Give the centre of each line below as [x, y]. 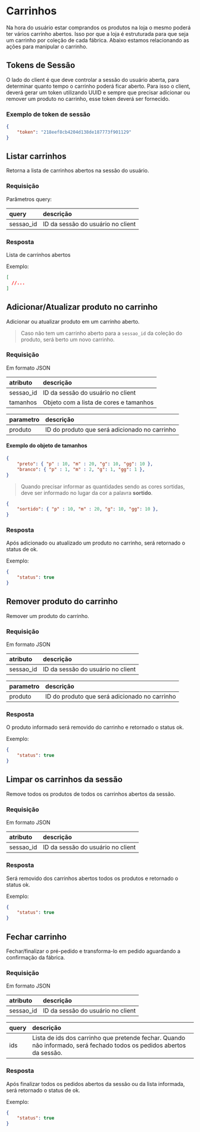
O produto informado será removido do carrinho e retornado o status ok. [95, 727]
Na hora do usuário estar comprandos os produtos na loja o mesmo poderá [99, 27]
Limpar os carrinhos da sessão [65, 779]
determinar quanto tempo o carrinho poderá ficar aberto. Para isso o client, [98, 86]
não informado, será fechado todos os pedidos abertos [109, 1045]
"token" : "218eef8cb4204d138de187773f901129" [74, 132]
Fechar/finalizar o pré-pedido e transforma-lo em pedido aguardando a [93, 951]
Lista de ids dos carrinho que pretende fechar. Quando [109, 1038]
